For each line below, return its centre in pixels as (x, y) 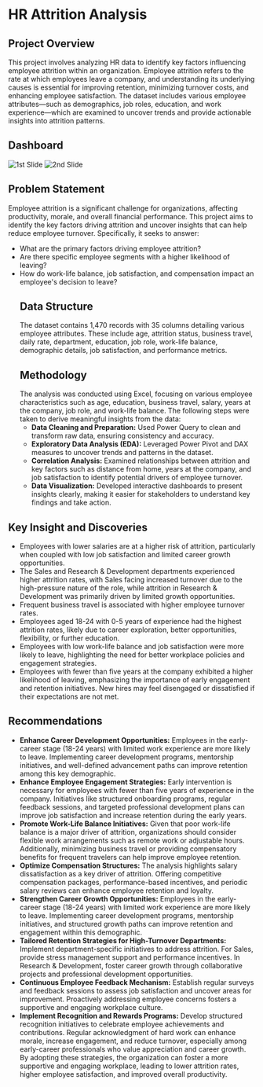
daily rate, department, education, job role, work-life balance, (119, 342)
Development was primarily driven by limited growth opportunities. (127, 597)
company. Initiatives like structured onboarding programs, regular (125, 799)
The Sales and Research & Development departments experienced (127, 571)
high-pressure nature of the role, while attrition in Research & (118, 588)
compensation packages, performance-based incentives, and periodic (133, 882)
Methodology (53, 375)
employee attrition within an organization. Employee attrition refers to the (126, 71)
